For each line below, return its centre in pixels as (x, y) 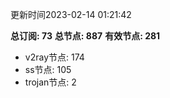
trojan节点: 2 (50, 82)
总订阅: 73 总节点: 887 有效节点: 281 (85, 36)
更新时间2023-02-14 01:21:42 (71, 14)
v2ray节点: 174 (54, 57)
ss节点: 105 (48, 69)
